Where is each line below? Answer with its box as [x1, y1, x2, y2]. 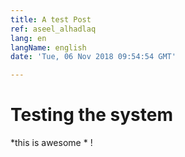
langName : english [10, 42, 87, 53]
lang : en [10, 33, 47, 43]
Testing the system [10, 104, 173, 126]
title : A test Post [10, 14, 92, 25]
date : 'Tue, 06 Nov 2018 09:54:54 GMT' [10, 52, 177, 62]
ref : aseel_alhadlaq [10, 24, 97, 34]
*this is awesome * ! [10, 137, 93, 149]
